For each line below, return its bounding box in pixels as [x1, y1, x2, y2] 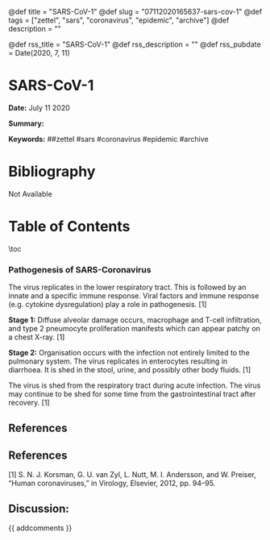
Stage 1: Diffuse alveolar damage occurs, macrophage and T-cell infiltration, [8, 315, 262, 325]
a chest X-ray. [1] [8, 332, 65, 342]
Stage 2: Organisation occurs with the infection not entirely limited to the [8, 348, 250, 358]
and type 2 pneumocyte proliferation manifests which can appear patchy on [8, 324, 260, 334]
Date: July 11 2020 [8, 102, 70, 112]
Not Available [8, 189, 52, 198]
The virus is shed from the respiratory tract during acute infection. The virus [8, 380, 261, 390]
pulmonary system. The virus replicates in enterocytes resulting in [8, 356, 228, 366]
